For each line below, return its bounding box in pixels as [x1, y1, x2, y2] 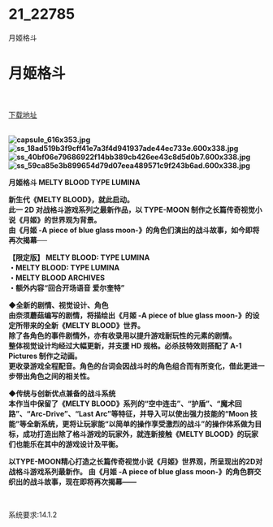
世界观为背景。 [50, 214, 102, 224]
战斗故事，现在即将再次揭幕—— [29, 477, 136, 486]
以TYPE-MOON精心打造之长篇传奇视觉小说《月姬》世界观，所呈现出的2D [8, 456, 256, 466]
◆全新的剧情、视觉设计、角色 [8, 300, 109, 309]
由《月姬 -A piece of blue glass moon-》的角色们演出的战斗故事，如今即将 [8, 225, 260, 235]
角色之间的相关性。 [29, 371, 94, 381]
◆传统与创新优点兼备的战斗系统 [8, 388, 116, 398]
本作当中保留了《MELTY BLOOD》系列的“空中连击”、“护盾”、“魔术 [8, 399, 236, 408]
